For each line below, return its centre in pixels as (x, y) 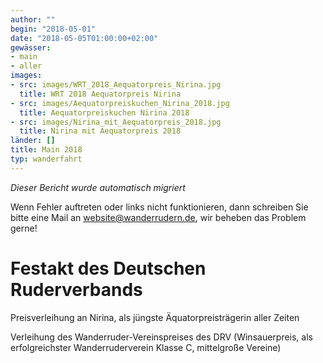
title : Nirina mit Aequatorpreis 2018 (100, 131)
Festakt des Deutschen (108, 268)
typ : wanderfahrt (46, 159)
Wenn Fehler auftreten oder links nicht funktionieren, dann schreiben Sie (159, 207)
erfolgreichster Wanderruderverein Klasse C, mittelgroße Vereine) (146, 347)
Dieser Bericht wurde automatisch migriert (98, 187)
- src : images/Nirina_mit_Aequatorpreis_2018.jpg (116, 122)
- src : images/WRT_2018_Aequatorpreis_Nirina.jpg (116, 85)
